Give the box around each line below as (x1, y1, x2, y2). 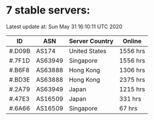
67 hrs (119, 104, 137, 112)
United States (68, 46, 107, 55)
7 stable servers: (6, 4, 90, 17)
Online (123, 36, 142, 45)
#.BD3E (9, 75, 31, 84)
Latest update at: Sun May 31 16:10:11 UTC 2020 (6, 23, 123, 30)
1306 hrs (119, 66, 146, 74)
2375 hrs (119, 75, 146, 84)
